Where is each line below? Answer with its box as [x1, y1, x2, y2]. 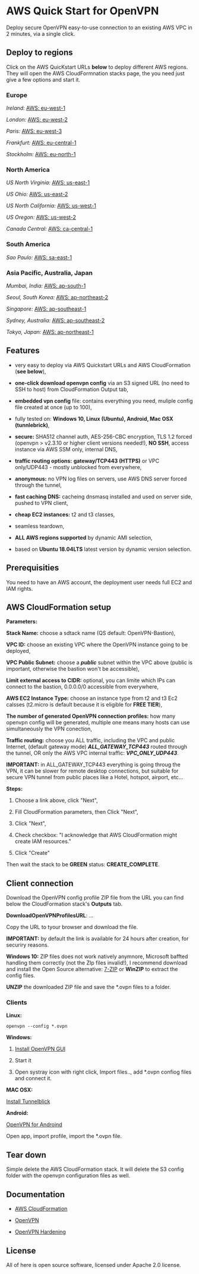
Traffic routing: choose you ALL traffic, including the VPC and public [6, 737, 175, 744]
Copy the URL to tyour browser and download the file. [6, 923, 138, 931]
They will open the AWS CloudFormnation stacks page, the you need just [6, 70, 185, 77]
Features [6, 346, 40, 356]
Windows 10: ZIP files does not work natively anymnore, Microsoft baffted [6, 953, 188, 960]
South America [6, 240, 50, 249]
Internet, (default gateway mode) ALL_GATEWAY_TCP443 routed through [6, 743, 188, 751]
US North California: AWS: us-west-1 [6, 202, 97, 209]
